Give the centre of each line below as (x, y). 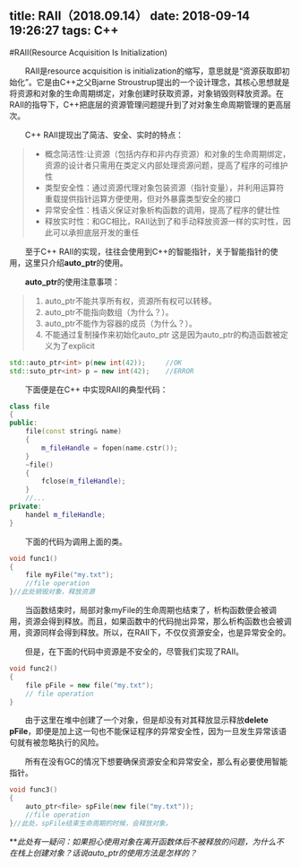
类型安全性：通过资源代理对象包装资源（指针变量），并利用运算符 (164, 188)
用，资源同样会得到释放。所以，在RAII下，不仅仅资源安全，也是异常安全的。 (150, 633)
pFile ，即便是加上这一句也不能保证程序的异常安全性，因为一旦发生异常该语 (148, 731)
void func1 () (34, 558)
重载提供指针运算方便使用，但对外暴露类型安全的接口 (143, 198)
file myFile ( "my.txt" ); (70, 575)
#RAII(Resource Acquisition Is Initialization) (89, 52)
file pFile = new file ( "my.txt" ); (90, 685)
